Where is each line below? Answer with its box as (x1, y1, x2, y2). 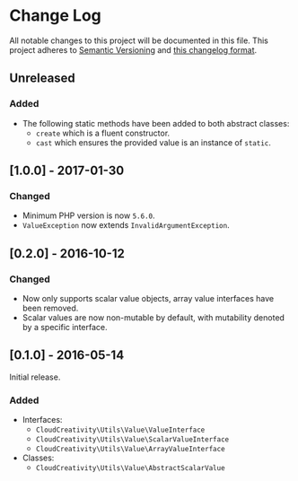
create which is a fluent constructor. (35, 127, 171, 138)
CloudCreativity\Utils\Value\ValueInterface (35, 425, 206, 435)
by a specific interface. (22, 322, 108, 332)
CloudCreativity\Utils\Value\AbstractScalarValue (35, 464, 226, 473)
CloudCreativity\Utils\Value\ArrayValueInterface (35, 445, 226, 454)
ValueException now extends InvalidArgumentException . (22, 220, 231, 231)
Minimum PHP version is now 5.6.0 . (22, 210, 155, 221)
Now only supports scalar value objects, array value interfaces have (22, 293, 275, 303)
